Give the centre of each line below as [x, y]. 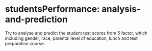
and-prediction [36, 19]
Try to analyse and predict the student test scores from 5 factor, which [76, 33]
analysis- [121, 9]
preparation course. [25, 43]
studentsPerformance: [52, 9]
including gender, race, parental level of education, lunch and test [72, 38]
